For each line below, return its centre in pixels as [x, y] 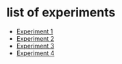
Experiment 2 [35, 38]
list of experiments [61, 13]
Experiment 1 [35, 31]
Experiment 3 [35, 46]
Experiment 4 [35, 53]
